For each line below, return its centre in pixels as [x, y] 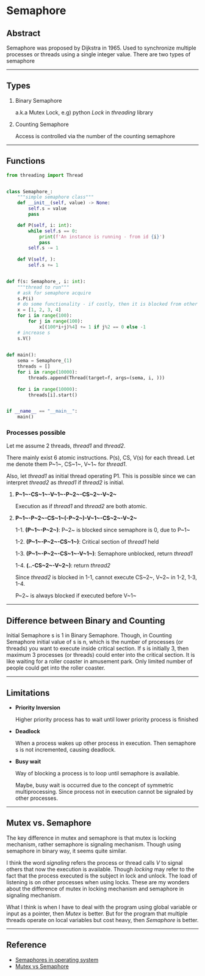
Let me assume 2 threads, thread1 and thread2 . [66, 446]
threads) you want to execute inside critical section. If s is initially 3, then [98, 648]
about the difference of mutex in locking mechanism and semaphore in [95, 889]
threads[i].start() [53, 395]
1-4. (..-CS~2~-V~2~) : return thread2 [63, 566]
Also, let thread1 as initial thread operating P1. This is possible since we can [101, 476]
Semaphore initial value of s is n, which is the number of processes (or [95, 642]
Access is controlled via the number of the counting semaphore [95, 136]
